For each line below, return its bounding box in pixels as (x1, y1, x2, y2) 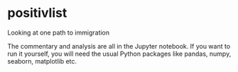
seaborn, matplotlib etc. (7, 56, 77, 65)
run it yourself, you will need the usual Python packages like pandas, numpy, (7, 49, 232, 58)
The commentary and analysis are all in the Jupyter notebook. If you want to (7, 42, 231, 50)
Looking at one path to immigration (7, 28, 110, 37)
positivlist (7, 5, 67, 21)
